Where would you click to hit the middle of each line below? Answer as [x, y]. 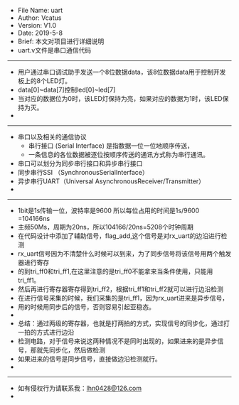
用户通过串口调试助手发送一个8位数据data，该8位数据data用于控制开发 [122, 72]
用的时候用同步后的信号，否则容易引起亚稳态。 [86, 307]
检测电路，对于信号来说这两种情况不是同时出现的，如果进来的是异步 [117, 341]
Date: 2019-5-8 [40, 33]
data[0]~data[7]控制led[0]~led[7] [67, 90]
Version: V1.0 [37, 25]
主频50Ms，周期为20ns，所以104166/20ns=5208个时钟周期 [106, 227]
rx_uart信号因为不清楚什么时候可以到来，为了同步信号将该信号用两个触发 [124, 254]
